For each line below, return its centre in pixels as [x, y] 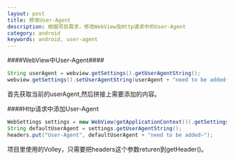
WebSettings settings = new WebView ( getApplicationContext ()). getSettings [118, 122]
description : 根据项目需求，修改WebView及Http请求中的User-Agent [96, 26]
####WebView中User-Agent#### [56, 61]
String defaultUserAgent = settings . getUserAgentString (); [95, 128]
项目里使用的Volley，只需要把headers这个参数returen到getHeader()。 [107, 149]
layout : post [26, 14]
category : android [34, 33]
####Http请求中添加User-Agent [53, 109]
